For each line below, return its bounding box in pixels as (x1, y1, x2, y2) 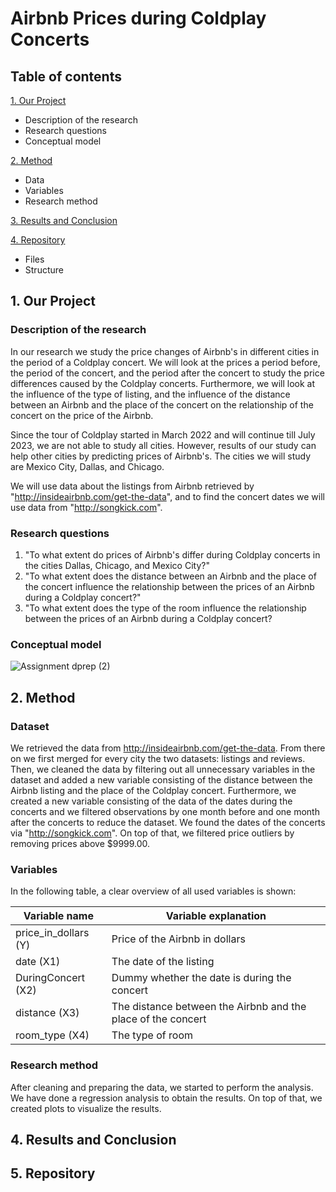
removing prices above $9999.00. (10, 837, 151, 849)
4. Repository (10, 234, 66, 246)
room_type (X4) (15, 1028, 90, 1042)
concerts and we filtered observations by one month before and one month (10, 805, 320, 817)
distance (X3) (15, 1006, 80, 1020)
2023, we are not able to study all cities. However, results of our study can (10, 439, 317, 451)
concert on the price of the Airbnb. (10, 409, 154, 421)
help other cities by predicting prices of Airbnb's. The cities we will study (10, 450, 312, 462)
